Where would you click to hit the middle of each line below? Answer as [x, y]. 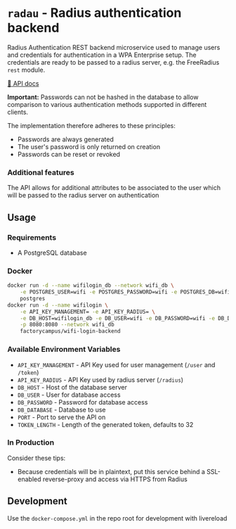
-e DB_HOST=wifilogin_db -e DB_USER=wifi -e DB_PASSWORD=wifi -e [118, 318]
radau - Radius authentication [94, 13]
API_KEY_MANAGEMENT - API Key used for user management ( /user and [116, 364]
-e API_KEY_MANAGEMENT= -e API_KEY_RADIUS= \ [88, 312]
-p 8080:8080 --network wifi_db [67, 325]
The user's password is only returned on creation [88, 146]
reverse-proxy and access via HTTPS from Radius [115, 479]
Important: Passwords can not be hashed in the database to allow [103, 97]
